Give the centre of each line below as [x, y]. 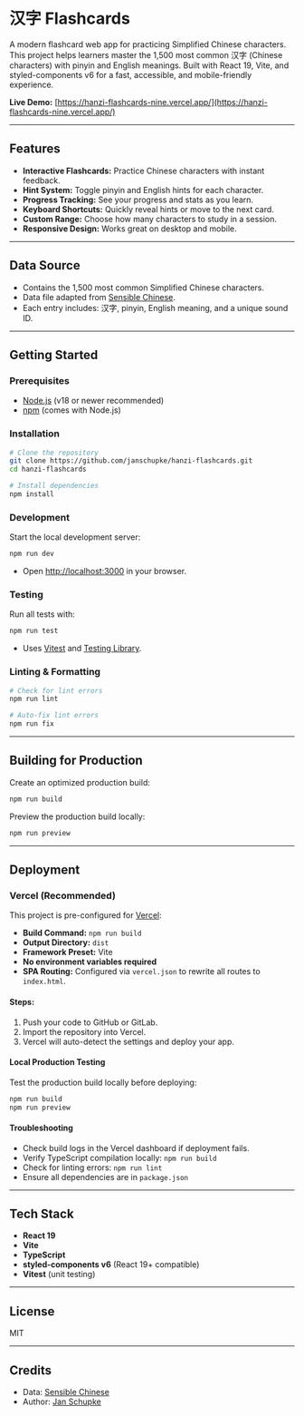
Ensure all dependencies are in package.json [105, 1177]
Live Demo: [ [34, 102]
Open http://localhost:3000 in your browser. [104, 571]
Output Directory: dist [66, 942]
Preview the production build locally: [77, 816]
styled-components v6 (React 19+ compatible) [111, 1265]
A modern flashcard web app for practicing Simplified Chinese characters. [148, 44]
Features [35, 149]
